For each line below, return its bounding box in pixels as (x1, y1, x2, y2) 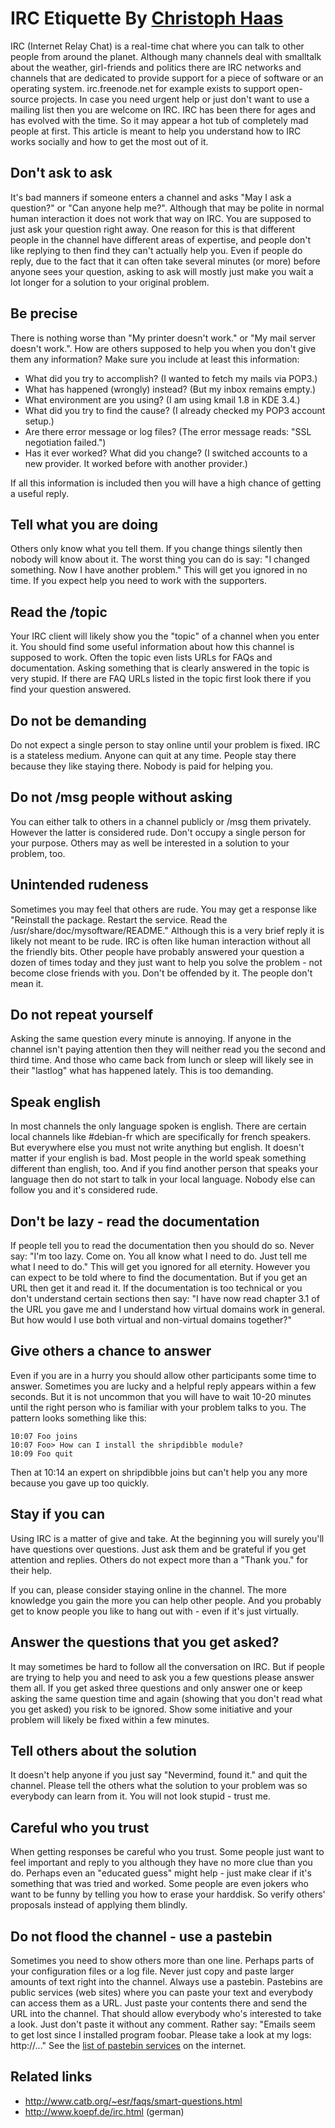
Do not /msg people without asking (10, 789, 233, 806)
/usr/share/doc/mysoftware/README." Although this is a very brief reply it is (10, 924, 325, 936)
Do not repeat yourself (10, 1007, 154, 1024)
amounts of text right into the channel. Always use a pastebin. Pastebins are (10, 1975, 323, 1987)
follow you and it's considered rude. (10, 1184, 159, 1196)
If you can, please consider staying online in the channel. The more (10, 1583, 287, 1596)
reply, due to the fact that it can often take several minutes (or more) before (10, 255, 321, 267)
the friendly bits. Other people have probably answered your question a (10, 945, 305, 957)
